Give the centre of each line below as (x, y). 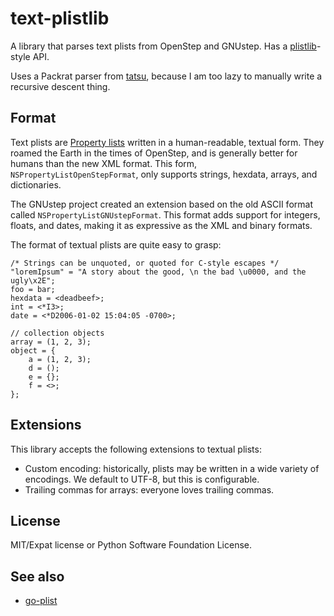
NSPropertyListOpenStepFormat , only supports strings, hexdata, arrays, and (164, 174)
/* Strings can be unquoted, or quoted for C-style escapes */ (145, 263)
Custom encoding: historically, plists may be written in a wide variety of (172, 468)
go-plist (41, 601)
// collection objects (57, 333)
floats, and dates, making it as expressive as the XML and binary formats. (161, 225)
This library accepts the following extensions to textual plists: (136, 449)
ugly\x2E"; (33, 280)
